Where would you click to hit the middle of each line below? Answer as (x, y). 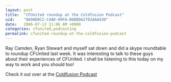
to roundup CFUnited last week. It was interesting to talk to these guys (79, 53)
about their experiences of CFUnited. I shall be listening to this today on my (84, 59)
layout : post (19, 10)
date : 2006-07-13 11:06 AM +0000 (43, 24)
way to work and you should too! (40, 64)
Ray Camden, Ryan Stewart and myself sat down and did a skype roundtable (86, 48)
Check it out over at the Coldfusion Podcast (51, 74)
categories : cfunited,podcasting (41, 29)
